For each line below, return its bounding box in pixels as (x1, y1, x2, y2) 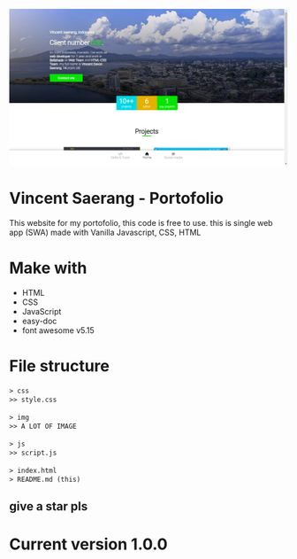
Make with (9, 258, 88, 278)
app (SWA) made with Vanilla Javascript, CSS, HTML (9, 227, 202, 237)
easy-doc (21, 315, 57, 326)
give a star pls (9, 499, 88, 514)
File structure (9, 356, 110, 377)
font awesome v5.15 (21, 324, 95, 336)
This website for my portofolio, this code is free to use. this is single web (9, 217, 273, 228)
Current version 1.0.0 (9, 534, 168, 555)
